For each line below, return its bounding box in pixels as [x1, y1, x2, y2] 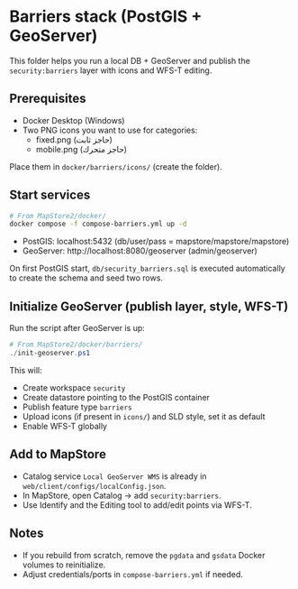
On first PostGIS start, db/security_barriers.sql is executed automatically [9, 263, 285, 274]
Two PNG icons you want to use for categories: [22, 124, 198, 135]
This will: [9, 364, 42, 375]
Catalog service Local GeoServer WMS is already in [22, 471, 207, 482]
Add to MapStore [9, 446, 106, 462]
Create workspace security [22, 382, 126, 393]
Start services [9, 188, 91, 203]
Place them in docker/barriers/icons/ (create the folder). [9, 161, 222, 172]
